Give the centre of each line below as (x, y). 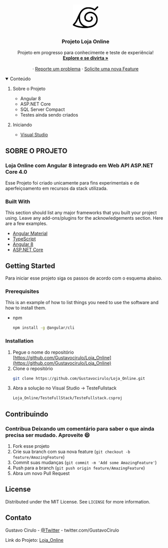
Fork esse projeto (31, 446)
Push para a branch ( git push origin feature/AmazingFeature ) (79, 468)
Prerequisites (22, 291)
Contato (18, 518)
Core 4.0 (16, 172)
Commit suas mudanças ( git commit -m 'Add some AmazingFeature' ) (85, 462)
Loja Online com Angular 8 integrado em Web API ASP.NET (79, 165)
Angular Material (30, 234)
